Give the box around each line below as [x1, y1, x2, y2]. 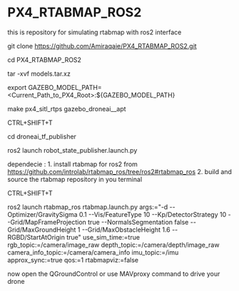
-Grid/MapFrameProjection [7, 218, 87, 226]
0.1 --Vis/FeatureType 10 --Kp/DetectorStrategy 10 [78, 210, 227, 218]
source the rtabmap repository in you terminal [7, 175, 143, 183]
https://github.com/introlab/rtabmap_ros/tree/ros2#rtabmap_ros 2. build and [7, 167, 232, 175]
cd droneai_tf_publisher [7, 132, 77, 141]
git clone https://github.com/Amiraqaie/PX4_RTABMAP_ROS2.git [7, 41, 198, 50]
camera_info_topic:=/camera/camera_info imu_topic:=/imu [7, 247, 179, 257]
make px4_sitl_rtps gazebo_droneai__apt [7, 104, 126, 113]
